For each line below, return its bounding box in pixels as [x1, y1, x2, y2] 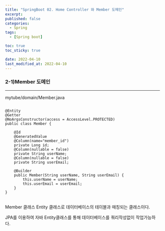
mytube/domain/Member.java [5, 94, 65, 101]
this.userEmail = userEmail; [23, 181, 82, 186]
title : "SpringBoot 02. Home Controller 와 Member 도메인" [5, 7, 124, 12]
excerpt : [5, 12, 23, 17]
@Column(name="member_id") [14, 138, 69, 143]
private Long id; [14, 143, 50, 148]
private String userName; [14, 151, 67, 156]
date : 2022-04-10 [5, 57, 41, 62]
